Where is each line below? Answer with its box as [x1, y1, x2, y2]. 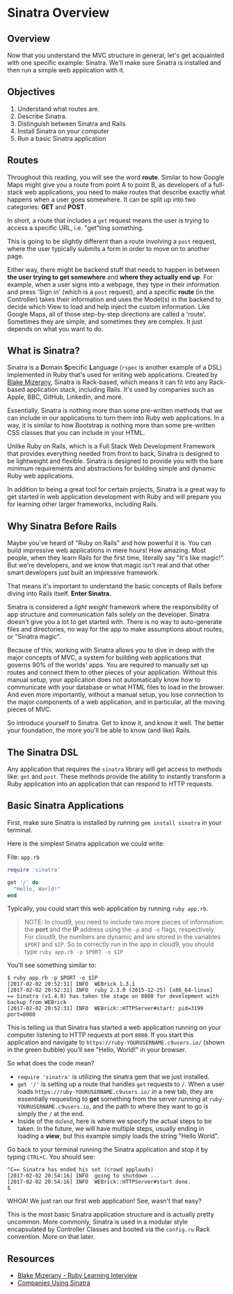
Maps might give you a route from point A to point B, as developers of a [7, 180, 212, 189]
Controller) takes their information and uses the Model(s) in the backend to [7, 295, 221, 303]
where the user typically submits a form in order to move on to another [7, 244, 210, 252]
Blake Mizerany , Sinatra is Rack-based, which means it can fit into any [7, 378, 208, 386]
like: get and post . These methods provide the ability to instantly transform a [7, 772, 226, 781]
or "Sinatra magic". [7, 632, 61, 641]
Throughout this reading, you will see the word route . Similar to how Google [7, 173, 225, 181]
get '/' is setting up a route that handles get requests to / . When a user [17, 1080, 225, 1088]
